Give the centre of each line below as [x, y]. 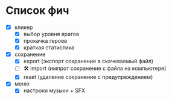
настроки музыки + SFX [54, 90]
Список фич [37, 11]
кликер [24, 27]
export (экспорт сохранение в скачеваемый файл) [88, 61]
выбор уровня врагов [51, 34]
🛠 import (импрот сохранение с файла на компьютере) [95, 68]
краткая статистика [49, 48]
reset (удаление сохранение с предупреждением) [88, 77]
